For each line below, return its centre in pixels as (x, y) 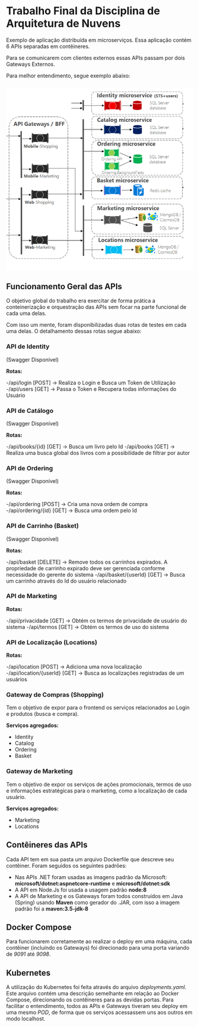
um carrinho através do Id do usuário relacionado (66, 581)
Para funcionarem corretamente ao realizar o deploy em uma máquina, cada (99, 941)
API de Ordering (30, 468)
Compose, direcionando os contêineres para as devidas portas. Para (90, 1000)
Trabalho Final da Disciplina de (83, 11)
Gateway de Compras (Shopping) (55, 695)
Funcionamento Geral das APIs (64, 286)
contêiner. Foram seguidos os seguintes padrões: (66, 865)
